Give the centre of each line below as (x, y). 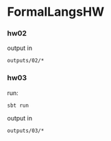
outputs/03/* (26, 131)
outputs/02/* (26, 61)
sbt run (18, 105)
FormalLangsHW (56, 12)
